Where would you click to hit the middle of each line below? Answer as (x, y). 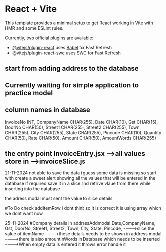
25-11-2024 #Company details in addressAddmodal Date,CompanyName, (80, 223)
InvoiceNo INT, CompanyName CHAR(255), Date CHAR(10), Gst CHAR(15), (82, 122)
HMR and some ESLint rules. (34, 28)
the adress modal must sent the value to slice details (59, 199)
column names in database (48, 110)
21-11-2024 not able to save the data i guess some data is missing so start (81, 173)
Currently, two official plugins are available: (49, 38)
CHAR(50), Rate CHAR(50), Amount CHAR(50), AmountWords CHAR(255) (81, 138)
